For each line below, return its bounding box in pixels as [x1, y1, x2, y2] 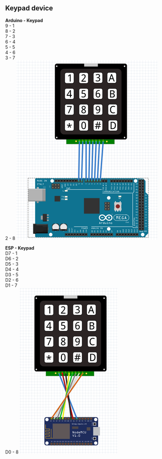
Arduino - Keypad [5, 17, 43, 23]
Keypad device [5, 4, 53, 13]
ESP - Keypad [5, 245, 34, 251]
